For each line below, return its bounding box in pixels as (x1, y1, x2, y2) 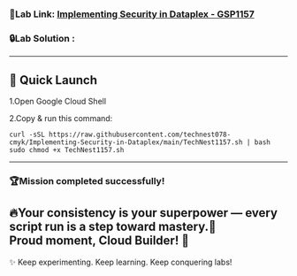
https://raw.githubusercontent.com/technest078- (48, 130, 232, 140)
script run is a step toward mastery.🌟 (9, 219, 217, 234)
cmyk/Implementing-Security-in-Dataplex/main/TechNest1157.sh (9, 138, 243, 147)
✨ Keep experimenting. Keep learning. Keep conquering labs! (9, 257, 232, 267)
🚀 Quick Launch (9, 73, 97, 88)
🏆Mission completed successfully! (9, 174, 165, 187)
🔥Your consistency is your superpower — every (9, 205, 278, 220)
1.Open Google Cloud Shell (9, 96, 107, 107)
